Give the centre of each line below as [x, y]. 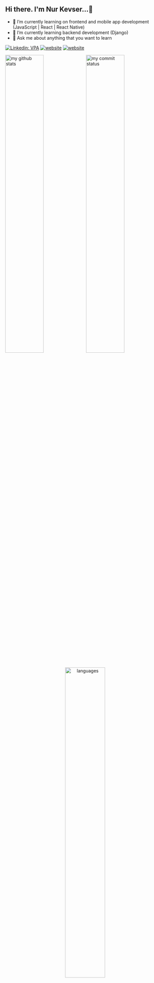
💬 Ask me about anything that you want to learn [62, 38]
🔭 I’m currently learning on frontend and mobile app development [81, 21]
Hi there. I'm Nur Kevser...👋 [49, 9]
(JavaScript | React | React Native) [49, 27]
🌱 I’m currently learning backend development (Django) [70, 32]
